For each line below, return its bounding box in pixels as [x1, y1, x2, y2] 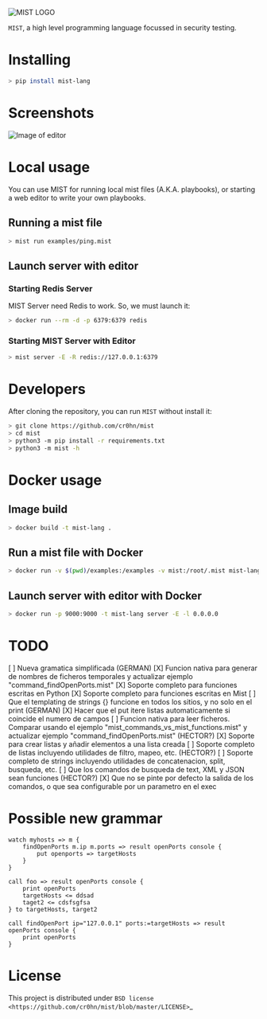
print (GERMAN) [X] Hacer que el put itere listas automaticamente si [8, 705, 230, 715]
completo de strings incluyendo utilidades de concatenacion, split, [8, 756, 226, 766]
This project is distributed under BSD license [8, 993, 154, 1002]
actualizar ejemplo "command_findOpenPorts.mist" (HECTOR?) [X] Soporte [8, 731, 255, 740]
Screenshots [8, 104, 95, 122]
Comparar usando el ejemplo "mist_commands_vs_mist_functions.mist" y [8, 722, 248, 732]
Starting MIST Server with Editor [8, 335, 137, 346]
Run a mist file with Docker [8, 545, 144, 559]
